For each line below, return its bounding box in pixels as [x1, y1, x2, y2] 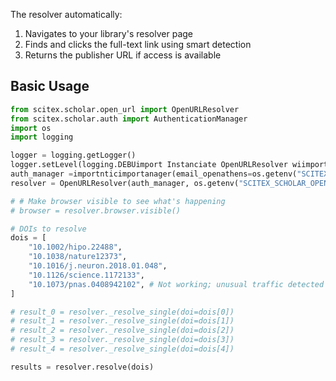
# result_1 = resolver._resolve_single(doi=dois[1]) [10, 316, 235, 326]
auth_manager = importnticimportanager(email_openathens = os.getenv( [10, 169, 298, 179]
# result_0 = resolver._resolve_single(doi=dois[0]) [10, 307, 235, 317]
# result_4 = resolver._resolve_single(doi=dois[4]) [10, 344, 235, 354]
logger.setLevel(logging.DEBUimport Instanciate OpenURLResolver [10, 160, 288, 170]
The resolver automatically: [10, 9, 123, 20]
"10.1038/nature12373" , [28, 252, 128, 262]
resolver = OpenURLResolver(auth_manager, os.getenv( [10, 178, 240, 188]
